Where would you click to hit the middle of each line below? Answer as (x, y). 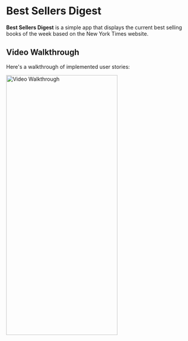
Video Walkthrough (43, 53)
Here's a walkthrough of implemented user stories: (68, 67)
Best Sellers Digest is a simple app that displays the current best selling (94, 27)
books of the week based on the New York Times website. (77, 33)
